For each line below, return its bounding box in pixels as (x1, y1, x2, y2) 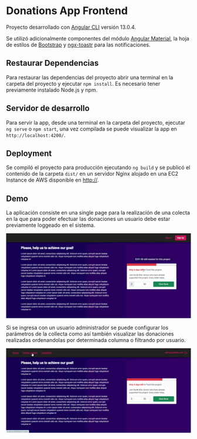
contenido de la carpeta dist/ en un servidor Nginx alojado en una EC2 (6, 170, 179, 177)
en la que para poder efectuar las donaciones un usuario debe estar (6, 216, 171, 223)
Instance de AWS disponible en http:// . (6, 176, 99, 183)
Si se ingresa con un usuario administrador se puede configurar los (6, 324, 169, 331)
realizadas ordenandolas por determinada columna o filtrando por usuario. (6, 336, 186, 343)
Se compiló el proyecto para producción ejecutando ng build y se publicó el (6, 164, 191, 171)
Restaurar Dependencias (6, 58, 99, 68)
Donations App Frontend (6, 4, 128, 18)
